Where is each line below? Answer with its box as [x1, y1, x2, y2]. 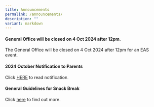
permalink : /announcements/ [5, 12, 63, 17]
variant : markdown [5, 21, 43, 26]
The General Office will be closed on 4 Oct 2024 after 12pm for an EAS [5, 47, 149, 53]
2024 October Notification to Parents [5, 63, 83, 69]
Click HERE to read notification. [5, 74, 69, 80]
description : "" [5, 16, 38, 21]
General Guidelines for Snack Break [5, 85, 80, 91]
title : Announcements [5, 7, 50, 12]
